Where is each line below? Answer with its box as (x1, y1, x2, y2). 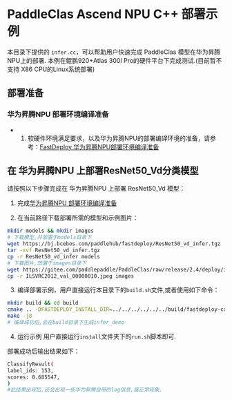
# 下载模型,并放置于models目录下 (7, 234, 92, 241)
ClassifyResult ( (7, 361, 54, 368)
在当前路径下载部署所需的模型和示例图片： (17, 213, 139, 222)
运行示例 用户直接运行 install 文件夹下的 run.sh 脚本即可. (17, 332, 176, 341)
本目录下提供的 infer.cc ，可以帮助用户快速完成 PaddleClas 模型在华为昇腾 (7, 48, 221, 56)
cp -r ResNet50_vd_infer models (7, 253, 100, 260)
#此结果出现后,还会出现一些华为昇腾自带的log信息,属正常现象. (7, 386, 163, 394)
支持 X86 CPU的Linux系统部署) (7, 65, 95, 73)
